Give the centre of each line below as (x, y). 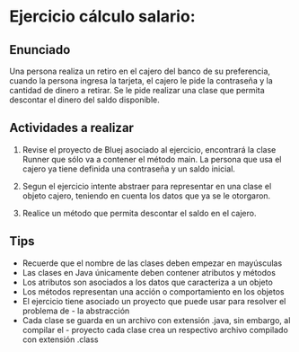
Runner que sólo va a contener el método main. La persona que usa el (152, 159)
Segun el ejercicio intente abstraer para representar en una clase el (147, 186)
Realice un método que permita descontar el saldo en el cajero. (139, 213)
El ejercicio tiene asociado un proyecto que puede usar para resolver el (154, 301)
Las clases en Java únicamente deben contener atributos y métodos (149, 272)
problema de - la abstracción (76, 311)
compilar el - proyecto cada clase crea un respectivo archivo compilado (155, 330)
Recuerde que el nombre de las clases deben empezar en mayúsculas (152, 263)
